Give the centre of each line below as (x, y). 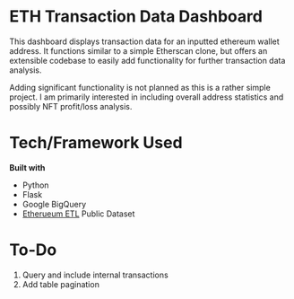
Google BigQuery (54, 204)
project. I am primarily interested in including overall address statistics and (147, 97)
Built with (27, 167)
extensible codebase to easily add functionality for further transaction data (147, 60)
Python (35, 185)
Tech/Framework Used (96, 143)
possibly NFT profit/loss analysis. (71, 106)
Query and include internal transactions (95, 275)
